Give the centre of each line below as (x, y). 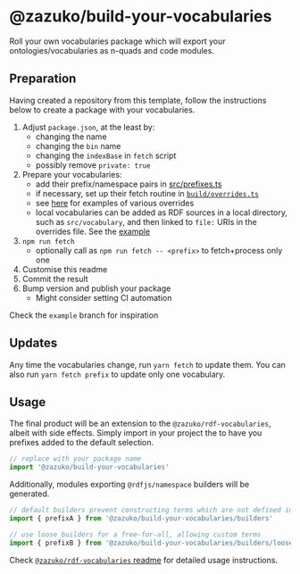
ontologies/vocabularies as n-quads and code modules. (112, 50)
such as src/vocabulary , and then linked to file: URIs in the (146, 221)
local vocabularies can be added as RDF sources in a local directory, (162, 212)
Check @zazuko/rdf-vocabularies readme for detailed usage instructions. (144, 560)
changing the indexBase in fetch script (106, 155)
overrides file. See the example (92, 231)
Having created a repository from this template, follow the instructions (138, 100)
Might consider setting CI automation (104, 297)
